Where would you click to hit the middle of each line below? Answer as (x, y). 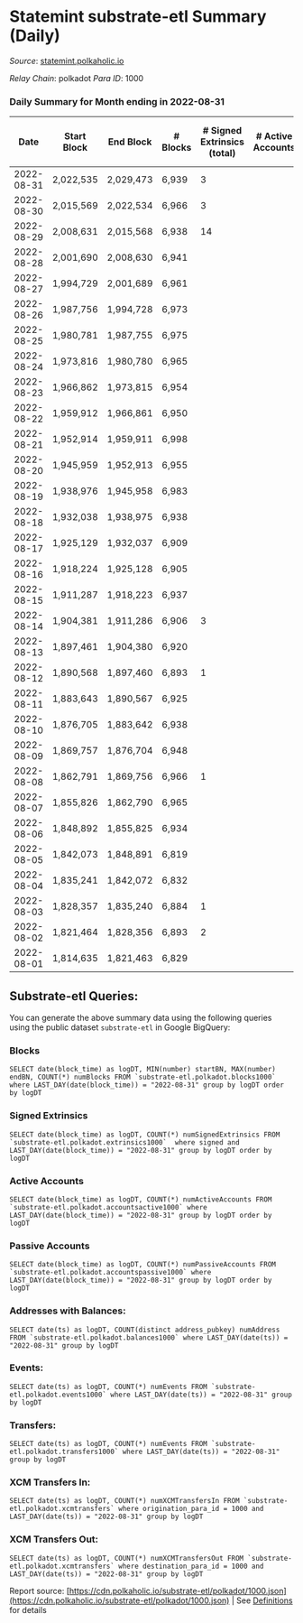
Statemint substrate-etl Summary (138, 17)
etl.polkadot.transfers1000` (64, 1452)
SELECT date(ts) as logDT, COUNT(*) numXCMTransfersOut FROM (127, 1558)
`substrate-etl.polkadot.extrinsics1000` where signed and (125, 1142)
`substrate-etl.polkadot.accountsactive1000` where (108, 1207)
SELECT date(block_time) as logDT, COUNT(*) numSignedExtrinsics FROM (145, 1135)
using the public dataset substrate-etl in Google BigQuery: (120, 1027)
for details (28, 1609)
